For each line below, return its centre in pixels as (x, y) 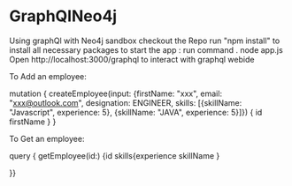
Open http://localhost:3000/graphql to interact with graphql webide (132, 59)
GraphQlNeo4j (63, 16)
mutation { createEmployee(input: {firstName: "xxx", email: (116, 93)
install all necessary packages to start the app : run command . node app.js (146, 49)
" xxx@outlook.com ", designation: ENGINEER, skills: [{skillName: (126, 102)
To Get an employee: (47, 138)
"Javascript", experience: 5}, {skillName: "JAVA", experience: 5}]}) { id (136, 112)
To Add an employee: (48, 76)
